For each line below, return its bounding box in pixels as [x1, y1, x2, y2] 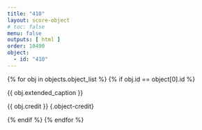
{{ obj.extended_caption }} [7, 88, 84, 96]
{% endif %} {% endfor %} [7, 115, 84, 124]
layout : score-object [7, 17, 70, 24]
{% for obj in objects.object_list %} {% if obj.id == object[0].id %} [7, 75, 196, 83]
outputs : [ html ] [7, 36, 61, 43]
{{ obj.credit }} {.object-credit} [7, 102, 94, 110]
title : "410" [7, 10, 45, 17]
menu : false [7, 29, 42, 37]
